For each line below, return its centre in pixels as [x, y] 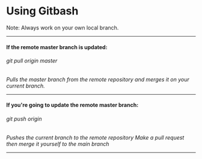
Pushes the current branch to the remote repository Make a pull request [95, 137]
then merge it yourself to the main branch [58, 144]
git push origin [24, 119]
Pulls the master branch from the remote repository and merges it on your [98, 79]
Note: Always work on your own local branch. [63, 28]
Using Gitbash [42, 11]
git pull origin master [32, 61]
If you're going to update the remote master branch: [72, 105]
